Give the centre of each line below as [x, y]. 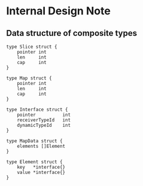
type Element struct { [34, 162]
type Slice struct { [32, 47]
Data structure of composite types [72, 33]
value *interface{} [41, 172]
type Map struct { [29, 78]
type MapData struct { [34, 141]
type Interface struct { [37, 109]
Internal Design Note [58, 11]
